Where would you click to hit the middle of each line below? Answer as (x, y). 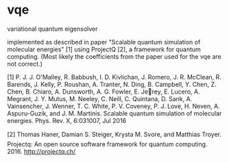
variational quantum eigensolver (52, 29)
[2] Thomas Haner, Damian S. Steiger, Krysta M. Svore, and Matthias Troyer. (114, 134)
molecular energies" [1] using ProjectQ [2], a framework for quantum (104, 49)
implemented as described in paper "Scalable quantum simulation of (104, 42)
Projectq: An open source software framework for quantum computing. (107, 144)
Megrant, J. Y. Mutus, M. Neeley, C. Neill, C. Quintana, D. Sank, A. (100, 98)
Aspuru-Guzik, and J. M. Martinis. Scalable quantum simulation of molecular (114, 113)
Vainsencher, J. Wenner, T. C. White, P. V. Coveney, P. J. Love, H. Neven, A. (114, 106)
